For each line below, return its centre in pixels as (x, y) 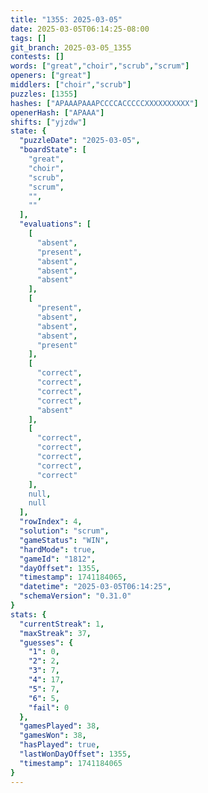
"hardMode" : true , (58, 549)
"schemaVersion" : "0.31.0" (75, 596)
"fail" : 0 (49, 707)
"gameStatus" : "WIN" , (64, 540)
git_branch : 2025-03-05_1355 (71, 47)
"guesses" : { (46, 642)
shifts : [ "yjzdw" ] (48, 122)
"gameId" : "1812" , (58, 559)
